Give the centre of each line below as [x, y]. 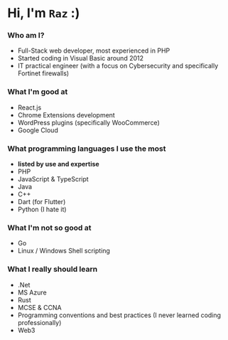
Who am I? [26, 36]
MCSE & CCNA [39, 307]
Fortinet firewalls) [43, 73]
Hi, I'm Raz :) [44, 13]
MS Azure [32, 292]
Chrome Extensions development [66, 115]
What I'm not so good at [49, 228]
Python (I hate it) [42, 209]
